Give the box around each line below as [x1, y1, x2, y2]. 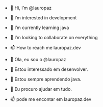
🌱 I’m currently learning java [10, 24, 69, 31]
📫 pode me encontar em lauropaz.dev [10, 96, 92, 102]
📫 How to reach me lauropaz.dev [10, 45, 81, 50]
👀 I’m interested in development [10, 15, 77, 20]
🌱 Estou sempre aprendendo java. [10, 76, 82, 82]
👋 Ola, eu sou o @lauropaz [10, 57, 66, 62]
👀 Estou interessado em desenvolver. [10, 66, 88, 72]
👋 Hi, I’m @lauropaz [10, 5, 52, 11]
